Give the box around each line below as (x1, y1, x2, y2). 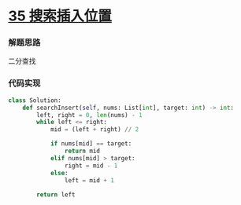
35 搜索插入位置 (8, 7, 113, 25)
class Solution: (8, 96, 61, 104)
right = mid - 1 (64, 162, 118, 170)
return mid (64, 147, 101, 156)
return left (36, 191, 76, 199)
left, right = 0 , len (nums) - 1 (36, 111, 143, 119)
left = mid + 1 (64, 176, 114, 185)
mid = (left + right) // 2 (50, 126, 139, 134)
